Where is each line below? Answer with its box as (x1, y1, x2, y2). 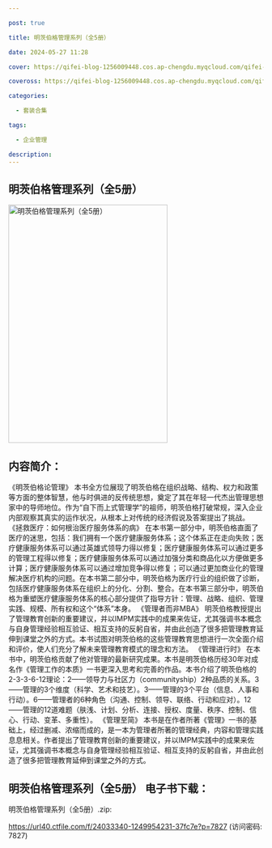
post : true (8, 19, 45, 27)
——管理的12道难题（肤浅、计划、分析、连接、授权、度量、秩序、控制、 (8, 705, 250, 714)
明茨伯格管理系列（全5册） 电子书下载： (8, 782, 210, 795)
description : (8, 151, 53, 159)
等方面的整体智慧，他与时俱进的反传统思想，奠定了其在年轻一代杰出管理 (8, 493, 249, 502)
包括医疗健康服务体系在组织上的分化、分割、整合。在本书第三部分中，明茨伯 (8, 583, 264, 593)
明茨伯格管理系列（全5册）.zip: (8, 804, 113, 814)
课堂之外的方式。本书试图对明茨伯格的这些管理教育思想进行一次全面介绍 (22, 634, 264, 644)
